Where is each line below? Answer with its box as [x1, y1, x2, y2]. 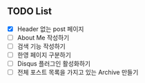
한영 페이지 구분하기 [17, 51, 71, 59]
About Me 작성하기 [17, 33, 70, 41]
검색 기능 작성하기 [17, 41, 66, 50]
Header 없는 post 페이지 [17, 24, 84, 33]
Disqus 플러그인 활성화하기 [17, 59, 91, 68]
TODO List [7, 6, 52, 17]
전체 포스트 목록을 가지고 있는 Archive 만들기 [17, 68, 139, 77]
